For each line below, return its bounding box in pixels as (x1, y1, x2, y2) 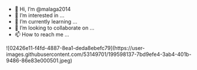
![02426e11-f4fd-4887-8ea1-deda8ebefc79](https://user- (6, 45, 145, 51)
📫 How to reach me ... (14, 31, 69, 38)
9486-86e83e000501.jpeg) (6, 57, 72, 64)
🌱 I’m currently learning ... (14, 18, 78, 25)
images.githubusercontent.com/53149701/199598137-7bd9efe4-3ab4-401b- (6, 51, 192, 58)
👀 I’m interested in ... (14, 12, 65, 19)
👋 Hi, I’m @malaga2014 (14, 6, 71, 12)
